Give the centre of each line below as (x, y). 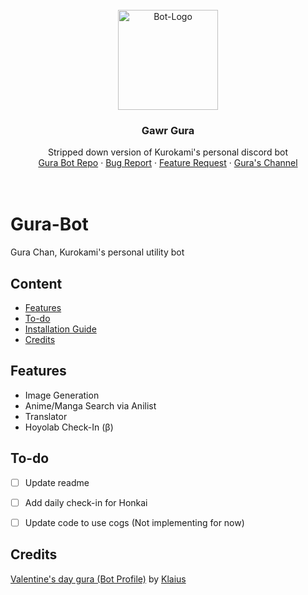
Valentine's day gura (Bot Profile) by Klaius (98, 579)
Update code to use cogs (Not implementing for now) (134, 522)
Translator (46, 416)
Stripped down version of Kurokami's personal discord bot (168, 152)
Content (36, 283)
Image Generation (62, 395)
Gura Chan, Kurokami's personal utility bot (97, 252)
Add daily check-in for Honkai (86, 502)
